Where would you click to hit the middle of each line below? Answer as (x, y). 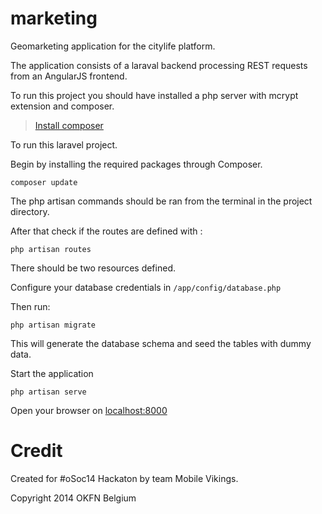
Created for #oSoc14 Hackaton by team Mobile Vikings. (124, 478)
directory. (30, 211)
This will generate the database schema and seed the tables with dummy (161, 343)
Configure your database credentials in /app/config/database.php (146, 287)
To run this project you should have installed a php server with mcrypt (154, 95)
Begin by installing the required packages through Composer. (136, 164)
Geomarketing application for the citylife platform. (113, 46)
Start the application (52, 373)
